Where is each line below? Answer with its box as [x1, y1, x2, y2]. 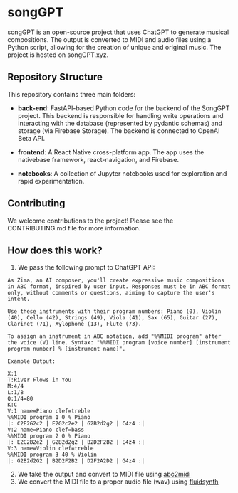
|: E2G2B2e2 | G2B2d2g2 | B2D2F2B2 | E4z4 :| [7, 439, 145, 446]
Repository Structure [7, 71, 103, 83]
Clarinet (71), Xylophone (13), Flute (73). [7, 321, 142, 328]
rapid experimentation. [17, 176, 85, 185]
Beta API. [17, 134, 45, 142]
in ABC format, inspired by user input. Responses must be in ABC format [7, 283, 232, 290]
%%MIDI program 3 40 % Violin [7, 451, 98, 459]
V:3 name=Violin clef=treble [7, 445, 94, 452]
